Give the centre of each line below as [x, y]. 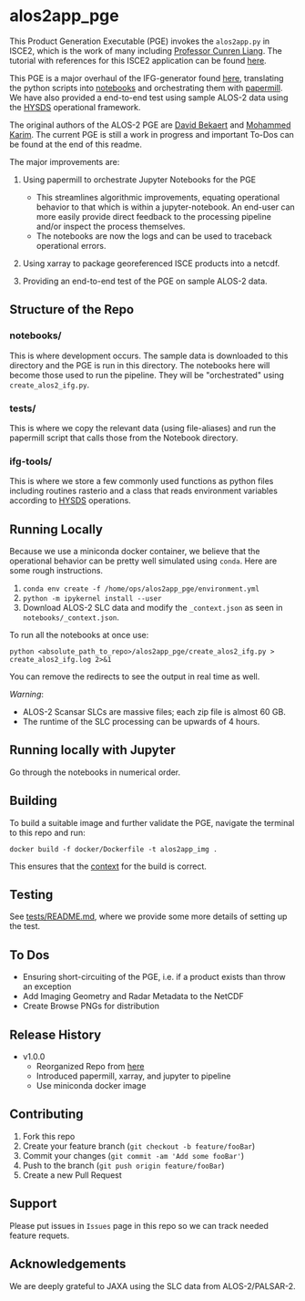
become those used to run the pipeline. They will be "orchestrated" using [147, 375]
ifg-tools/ [31, 461]
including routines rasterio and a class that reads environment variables [143, 491]
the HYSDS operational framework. [75, 107]
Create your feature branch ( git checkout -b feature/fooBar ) [139, 1146]
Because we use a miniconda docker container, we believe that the [135, 552]
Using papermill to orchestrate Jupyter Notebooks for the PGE [139, 180]
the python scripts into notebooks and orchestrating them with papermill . [146, 88]
